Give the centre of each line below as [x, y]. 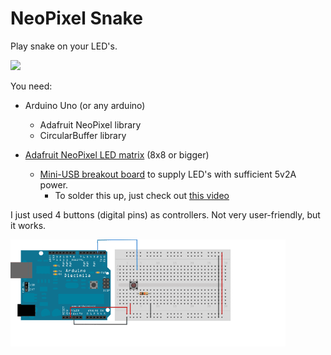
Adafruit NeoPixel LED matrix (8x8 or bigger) [117, 154]
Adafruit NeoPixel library [90, 124]
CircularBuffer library [83, 135]
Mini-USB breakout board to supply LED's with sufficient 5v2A [168, 174]
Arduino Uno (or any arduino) [85, 105]
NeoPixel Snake [76, 18]
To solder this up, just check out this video [142, 195]
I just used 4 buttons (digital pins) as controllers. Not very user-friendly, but [165, 214]
